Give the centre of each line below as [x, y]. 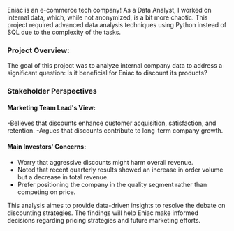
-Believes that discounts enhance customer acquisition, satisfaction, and [112, 123]
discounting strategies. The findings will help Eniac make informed [103, 213]
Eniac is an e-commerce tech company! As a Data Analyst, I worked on [109, 10]
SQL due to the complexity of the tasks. [64, 32]
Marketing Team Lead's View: [52, 107]
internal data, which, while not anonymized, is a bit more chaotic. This [108, 17]
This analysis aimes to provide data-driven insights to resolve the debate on [116, 205]
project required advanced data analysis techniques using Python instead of [117, 25]
